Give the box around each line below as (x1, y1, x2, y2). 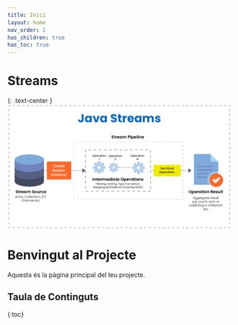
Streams (7, 73, 58, 89)
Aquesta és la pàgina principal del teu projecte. (7, 270, 146, 280)
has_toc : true (7, 41, 50, 49)
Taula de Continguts (7, 291, 99, 303)
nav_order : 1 (7, 26, 46, 33)
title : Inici (7, 11, 46, 18)
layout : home (7, 18, 46, 26)
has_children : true (7, 34, 65, 41)
